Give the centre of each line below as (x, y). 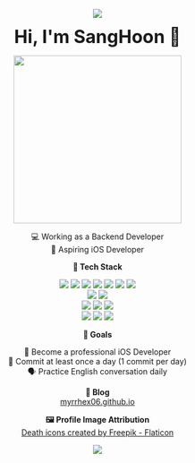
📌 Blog (97, 392)
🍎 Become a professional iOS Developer (97, 352)
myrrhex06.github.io (97, 402)
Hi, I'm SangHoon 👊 (97, 37)
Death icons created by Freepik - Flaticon (97, 433)
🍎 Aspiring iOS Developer (97, 249)
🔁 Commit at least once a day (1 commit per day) (97, 361)
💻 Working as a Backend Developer (97, 236)
